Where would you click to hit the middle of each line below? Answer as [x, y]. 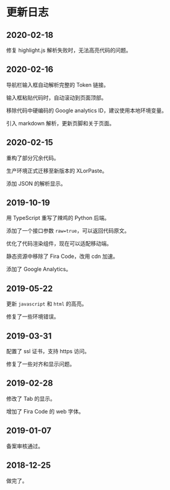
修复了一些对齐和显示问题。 [41, 364]
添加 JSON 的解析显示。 [36, 183]
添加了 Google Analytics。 [39, 269]
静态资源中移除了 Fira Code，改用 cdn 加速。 [62, 256]
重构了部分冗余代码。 [33, 158]
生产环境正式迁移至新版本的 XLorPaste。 [57, 171]
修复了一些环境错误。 [33, 316]
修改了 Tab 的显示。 [31, 398]
